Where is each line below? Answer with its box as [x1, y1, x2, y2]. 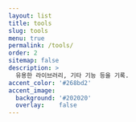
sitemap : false [8, 57, 60, 65]
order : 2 [8, 49, 38, 57]
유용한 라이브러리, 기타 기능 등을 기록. [15, 71, 130, 79]
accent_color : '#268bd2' [8, 79, 92, 87]
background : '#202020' [15, 94, 92, 102]
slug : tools [8, 26, 48, 35]
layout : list [8, 11, 52, 20]
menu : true [8, 34, 45, 43]
